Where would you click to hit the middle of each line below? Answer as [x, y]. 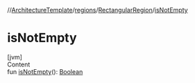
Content [19, 64]
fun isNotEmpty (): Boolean [45, 71]
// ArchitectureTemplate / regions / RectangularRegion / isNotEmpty [98, 10]
